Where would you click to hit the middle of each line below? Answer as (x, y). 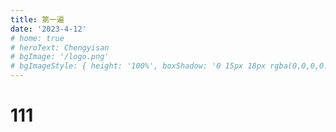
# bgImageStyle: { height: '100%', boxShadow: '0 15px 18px (138, 66)
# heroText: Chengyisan (60, 47)
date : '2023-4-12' (48, 29)
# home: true (37, 38)
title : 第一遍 (37, 19)
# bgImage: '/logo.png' (60, 57)
